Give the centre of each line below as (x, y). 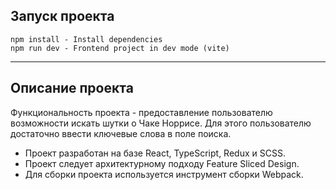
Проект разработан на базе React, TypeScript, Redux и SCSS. (155, 153)
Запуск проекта (62, 16)
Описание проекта (72, 88)
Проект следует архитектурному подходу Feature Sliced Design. (162, 163)
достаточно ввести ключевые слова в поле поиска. (121, 133)
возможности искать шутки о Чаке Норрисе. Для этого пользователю (161, 123)
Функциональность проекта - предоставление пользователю (141, 112)
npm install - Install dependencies (86, 39)
